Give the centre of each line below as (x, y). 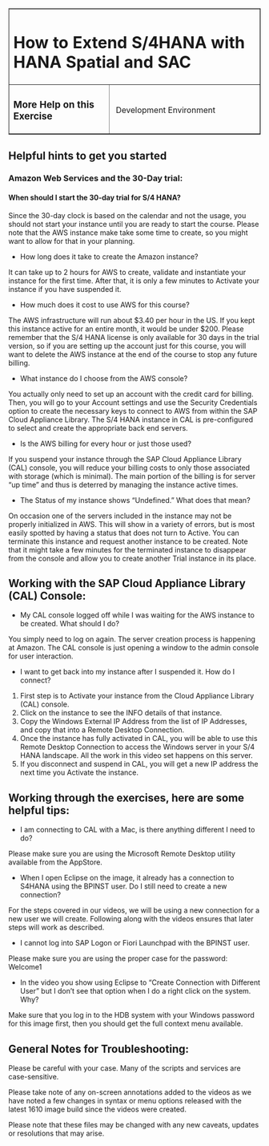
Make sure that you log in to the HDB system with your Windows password (131, 1015)
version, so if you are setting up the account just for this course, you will (127, 346)
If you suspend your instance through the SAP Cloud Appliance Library (125, 459)
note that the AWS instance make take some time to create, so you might (128, 233)
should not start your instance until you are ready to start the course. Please (134, 224)
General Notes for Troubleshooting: (99, 1049)
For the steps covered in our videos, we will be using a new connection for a (134, 910)
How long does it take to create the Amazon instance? (109, 257)
